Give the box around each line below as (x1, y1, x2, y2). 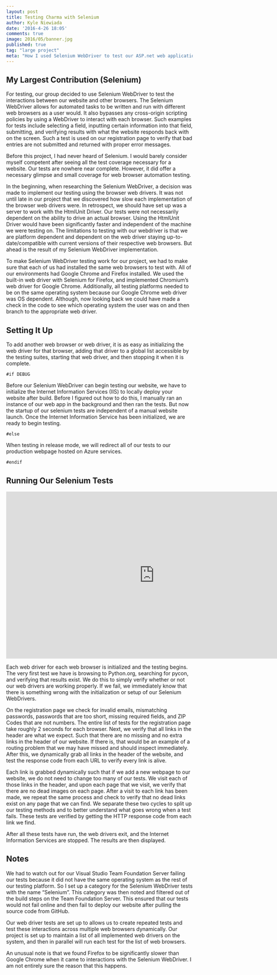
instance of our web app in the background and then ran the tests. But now (6, 401, 189, 408)
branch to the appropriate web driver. (6, 308, 98, 315)
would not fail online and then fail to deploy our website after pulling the (6, 901, 181, 908)
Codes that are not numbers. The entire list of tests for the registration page (6, 719, 191, 726)
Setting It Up (6, 325, 53, 335)
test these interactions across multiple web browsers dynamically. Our (6, 925, 178, 932)
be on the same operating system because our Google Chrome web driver (6, 289, 188, 296)
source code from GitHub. (6, 907, 70, 914)
